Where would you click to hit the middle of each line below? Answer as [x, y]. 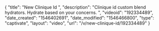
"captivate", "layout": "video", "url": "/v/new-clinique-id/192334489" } [77, 23]
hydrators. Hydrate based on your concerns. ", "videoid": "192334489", [79, 12]
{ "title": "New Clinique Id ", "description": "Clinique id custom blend [75, 7]
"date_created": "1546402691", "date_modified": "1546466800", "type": [79, 18]
